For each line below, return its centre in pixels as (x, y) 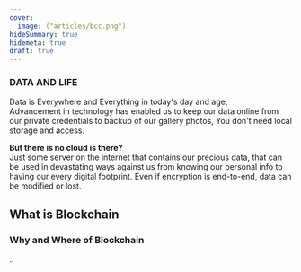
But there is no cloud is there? (66, 148)
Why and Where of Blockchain (77, 240)
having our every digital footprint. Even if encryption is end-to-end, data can (150, 177)
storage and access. (47, 130)
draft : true (31, 51)
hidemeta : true (38, 43)
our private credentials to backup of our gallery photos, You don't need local (150, 121)
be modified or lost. (45, 186)
